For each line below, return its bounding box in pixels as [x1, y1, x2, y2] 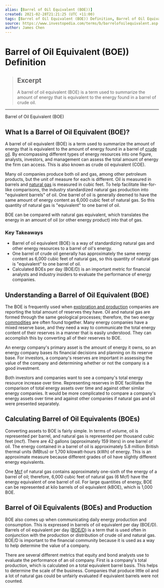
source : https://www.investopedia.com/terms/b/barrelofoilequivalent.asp [5, 21, 159, 26]
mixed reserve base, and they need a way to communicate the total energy [5, 325, 156, 331]
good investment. [5, 365, 41, 371]
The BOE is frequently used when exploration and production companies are [5, 304, 159, 310]
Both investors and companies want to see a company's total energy [5, 375, 143, 381]
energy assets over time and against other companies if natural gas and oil [5, 396, 155, 402]
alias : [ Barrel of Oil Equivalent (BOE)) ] [5, 7, 93, 12]
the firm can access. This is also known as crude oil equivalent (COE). [5, 161, 146, 167]
